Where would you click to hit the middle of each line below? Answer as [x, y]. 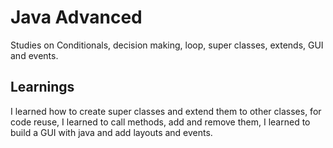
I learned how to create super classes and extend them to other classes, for [166, 111]
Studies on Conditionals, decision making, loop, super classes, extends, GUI [167, 45]
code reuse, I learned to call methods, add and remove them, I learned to [160, 122]
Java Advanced [76, 17]
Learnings [42, 87]
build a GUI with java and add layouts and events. [111, 132]
